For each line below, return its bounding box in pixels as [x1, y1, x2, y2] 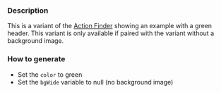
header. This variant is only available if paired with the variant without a [7, 29, 215, 37]
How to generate [7, 54, 66, 64]
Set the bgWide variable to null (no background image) [17, 77, 174, 86]
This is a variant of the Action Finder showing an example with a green [7, 22, 213, 30]
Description [7, 6, 49, 15]
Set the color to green [17, 70, 83, 79]
